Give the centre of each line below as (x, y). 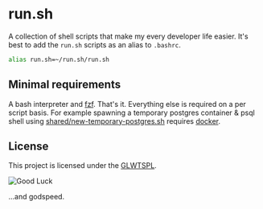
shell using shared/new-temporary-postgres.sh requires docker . (115, 121)
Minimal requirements (65, 85)
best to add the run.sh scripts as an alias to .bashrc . (95, 44)
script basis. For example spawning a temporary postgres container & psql (131, 113)
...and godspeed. (37, 197)
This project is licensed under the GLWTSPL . (82, 166)
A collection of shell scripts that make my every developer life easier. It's (128, 36)
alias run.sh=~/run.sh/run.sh (59, 59)
